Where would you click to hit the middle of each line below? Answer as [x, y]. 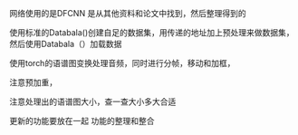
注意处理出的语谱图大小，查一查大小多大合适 [93, 101]
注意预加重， [33, 82]
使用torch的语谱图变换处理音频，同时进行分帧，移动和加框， [122, 63]
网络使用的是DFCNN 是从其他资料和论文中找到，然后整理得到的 [128, 13]
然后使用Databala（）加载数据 [66, 44]
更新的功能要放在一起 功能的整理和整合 [82, 121]
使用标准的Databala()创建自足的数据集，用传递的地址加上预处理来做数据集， [152, 33]
